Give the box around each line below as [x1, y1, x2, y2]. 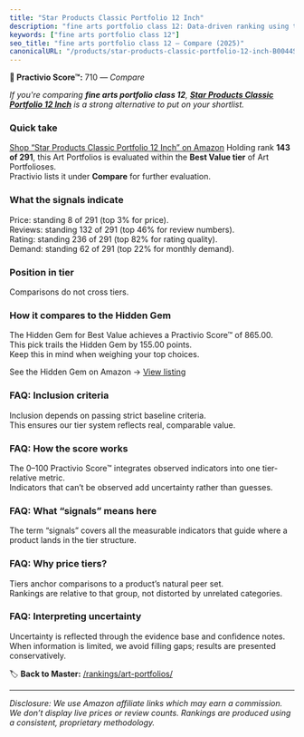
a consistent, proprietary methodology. [9, 717, 156, 728]
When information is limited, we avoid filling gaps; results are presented [9, 640, 276, 651]
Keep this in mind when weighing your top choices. [9, 349, 200, 360]
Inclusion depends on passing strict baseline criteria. [9, 410, 206, 421]
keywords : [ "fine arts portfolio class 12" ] [9, 30, 180, 39]
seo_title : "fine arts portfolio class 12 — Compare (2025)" [9, 38, 245, 48]
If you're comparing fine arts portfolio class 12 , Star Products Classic [9, 90, 274, 101]
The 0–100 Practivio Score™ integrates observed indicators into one [9, 462, 261, 473]
